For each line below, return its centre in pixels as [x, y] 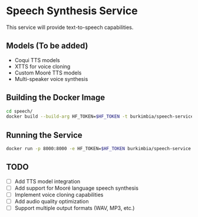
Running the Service [44, 135]
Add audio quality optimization [52, 201]
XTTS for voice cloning [42, 66]
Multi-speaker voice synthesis [51, 79]
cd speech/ [19, 111]
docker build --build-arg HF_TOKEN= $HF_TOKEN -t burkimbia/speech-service [100, 116]
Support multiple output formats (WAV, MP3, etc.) [75, 208]
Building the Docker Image [56, 98]
